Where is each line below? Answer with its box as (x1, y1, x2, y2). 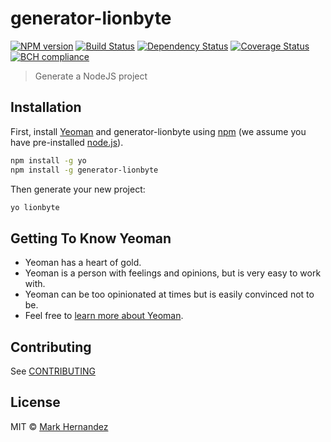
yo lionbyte (10, 202, 60, 212)
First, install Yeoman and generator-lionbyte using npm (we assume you (10, 125, 307, 137)
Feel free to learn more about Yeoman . (24, 310, 184, 322)
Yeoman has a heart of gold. (24, 257, 142, 269)
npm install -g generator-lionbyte (10, 165, 159, 175)
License (10, 394, 61, 411)
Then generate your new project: (10, 183, 146, 195)
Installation (10, 99, 82, 116)
